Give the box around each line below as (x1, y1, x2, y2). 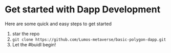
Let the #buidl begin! (12, 41, 56, 47)
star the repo (12, 30, 40, 37)
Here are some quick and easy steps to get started (5, 21, 112, 27)
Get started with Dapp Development (5, 4, 161, 15)
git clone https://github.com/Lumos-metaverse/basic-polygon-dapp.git (12, 37, 166, 42)
